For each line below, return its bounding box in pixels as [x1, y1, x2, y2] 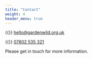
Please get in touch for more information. [5, 48, 89, 54]
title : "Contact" [5, 7, 41, 12]
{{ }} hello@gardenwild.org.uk [5, 30, 65, 36]
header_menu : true [5, 16, 43, 21]
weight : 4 [5, 12, 26, 17]
